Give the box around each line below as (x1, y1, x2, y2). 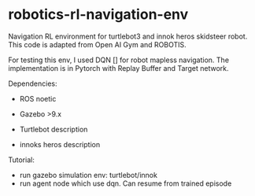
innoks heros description (19, 139, 101, 149)
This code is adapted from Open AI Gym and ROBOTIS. (8, 39, 187, 49)
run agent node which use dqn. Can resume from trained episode (19, 179, 232, 188)
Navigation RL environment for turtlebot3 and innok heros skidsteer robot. (8, 31, 248, 41)
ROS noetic (19, 94, 57, 103)
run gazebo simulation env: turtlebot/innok (19, 170, 157, 179)
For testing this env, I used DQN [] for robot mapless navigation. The (8, 55, 230, 65)
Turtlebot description (19, 124, 88, 134)
